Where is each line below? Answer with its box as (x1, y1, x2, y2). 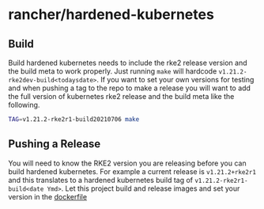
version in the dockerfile (8, 192, 88, 201)
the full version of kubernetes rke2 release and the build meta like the (8, 92, 235, 101)
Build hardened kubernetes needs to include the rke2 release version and (8, 58, 247, 67)
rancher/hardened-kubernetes (8, 6, 215, 24)
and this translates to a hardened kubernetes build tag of (8, 175, 194, 184)
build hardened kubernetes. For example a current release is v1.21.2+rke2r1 (8, 166, 257, 176)
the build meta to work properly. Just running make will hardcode (8, 66, 217, 76)
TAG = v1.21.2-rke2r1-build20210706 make (8, 116, 140, 123)
